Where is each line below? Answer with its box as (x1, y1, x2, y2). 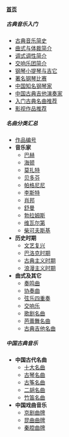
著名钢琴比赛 (14, 74, 47, 81)
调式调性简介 (14, 52, 47, 59)
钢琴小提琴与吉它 (14, 67, 58, 74)
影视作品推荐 (14, 104, 47, 112)
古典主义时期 (23, 257, 56, 264)
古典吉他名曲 (23, 325, 56, 332)
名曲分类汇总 (6, 120, 38, 127)
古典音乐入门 (6, 21, 38, 28)
